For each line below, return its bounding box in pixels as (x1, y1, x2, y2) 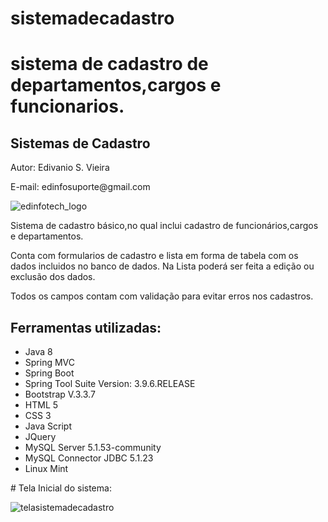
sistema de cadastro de (10, 53, 209, 76)
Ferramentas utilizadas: (10, 319, 162, 336)
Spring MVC (24, 357, 76, 368)
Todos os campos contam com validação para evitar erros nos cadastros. (10, 290, 314, 302)
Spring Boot (24, 367, 75, 379)
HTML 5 (24, 399, 59, 411)
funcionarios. (10, 95, 125, 118)
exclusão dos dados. (10, 271, 96, 283)
